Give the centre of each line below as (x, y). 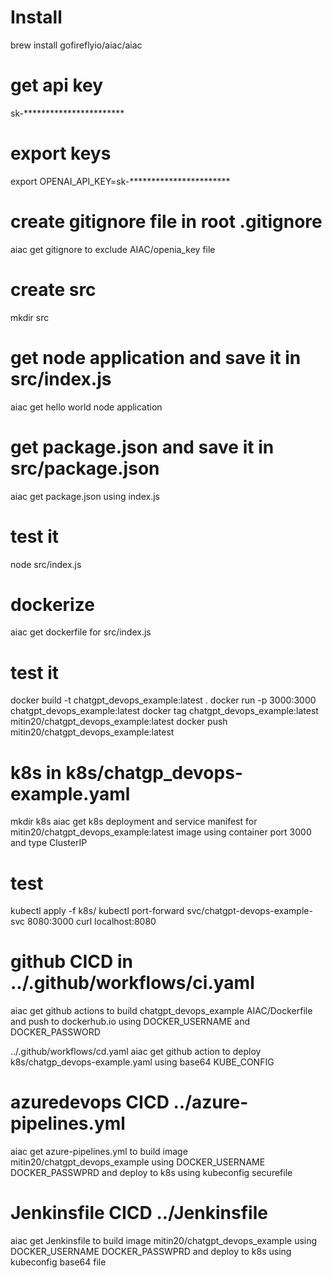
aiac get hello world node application (86, 407)
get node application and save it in (156, 357)
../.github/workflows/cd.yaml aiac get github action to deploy (136, 1052)
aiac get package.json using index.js (85, 496)
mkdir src (30, 317)
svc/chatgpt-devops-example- (249, 911)
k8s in (36, 772)
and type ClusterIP (49, 843)
